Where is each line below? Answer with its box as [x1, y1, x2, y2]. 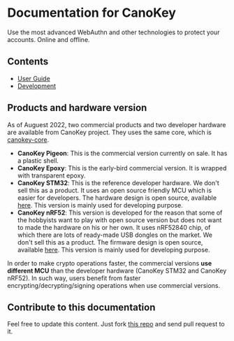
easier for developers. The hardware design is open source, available [17, 194, 217, 202]
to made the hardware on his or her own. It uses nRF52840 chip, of [17, 223, 211, 231]
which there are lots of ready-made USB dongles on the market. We [17, 231, 213, 239]
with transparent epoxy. [17, 171, 86, 180]
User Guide [17, 74, 50, 82]
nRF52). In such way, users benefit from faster [7, 274, 141, 282]
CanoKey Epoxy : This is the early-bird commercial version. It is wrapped [17, 164, 227, 172]
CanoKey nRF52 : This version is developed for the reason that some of [17, 208, 223, 217]
